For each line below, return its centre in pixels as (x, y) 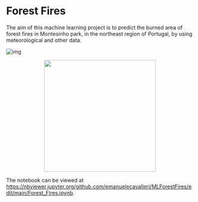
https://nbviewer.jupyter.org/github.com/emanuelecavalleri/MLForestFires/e (99, 187)
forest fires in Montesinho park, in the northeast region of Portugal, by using (99, 33)
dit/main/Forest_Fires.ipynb (40, 192)
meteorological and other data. (44, 40)
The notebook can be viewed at (45, 180)
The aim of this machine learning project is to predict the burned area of (95, 27)
